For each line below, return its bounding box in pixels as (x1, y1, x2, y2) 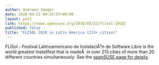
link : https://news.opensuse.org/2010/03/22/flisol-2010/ (5, 21, 127, 26)
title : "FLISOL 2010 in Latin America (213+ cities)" (5, 30, 118, 35)
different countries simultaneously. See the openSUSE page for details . (5, 54, 149, 60)
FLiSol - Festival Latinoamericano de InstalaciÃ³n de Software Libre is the (5, 44, 154, 49)
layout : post (5, 16, 32, 21)
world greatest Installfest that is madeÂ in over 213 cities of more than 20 (5, 49, 155, 55)
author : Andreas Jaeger (5, 7, 54, 12)
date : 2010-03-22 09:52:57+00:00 (5, 12, 74, 17)
